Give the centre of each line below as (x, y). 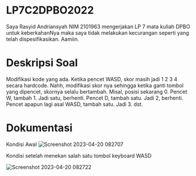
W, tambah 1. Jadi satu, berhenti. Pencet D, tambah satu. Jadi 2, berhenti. (95, 98)
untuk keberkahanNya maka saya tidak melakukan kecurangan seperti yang (98, 32)
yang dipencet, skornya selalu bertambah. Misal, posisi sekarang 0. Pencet (97, 91)
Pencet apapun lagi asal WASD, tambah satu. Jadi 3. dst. (75, 104)
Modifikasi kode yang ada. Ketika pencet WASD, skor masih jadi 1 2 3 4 (92, 79)
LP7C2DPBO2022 (50, 10)
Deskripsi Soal (42, 63)
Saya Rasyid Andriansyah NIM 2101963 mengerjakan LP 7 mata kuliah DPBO (98, 26)
